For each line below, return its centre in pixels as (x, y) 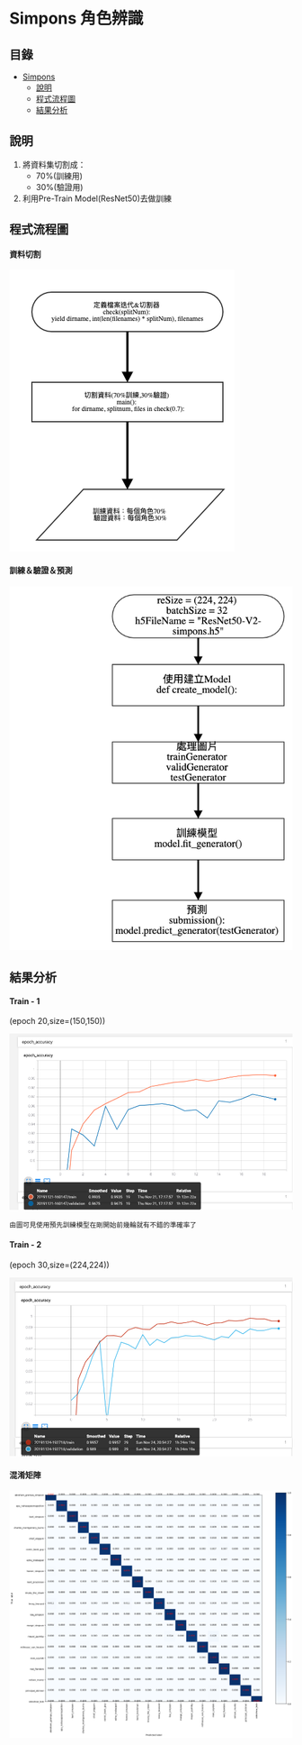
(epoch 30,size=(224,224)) (59, 1265)
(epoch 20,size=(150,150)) (58, 1021)
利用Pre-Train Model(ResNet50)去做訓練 (97, 198)
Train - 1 (25, 1000)
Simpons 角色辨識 (76, 18)
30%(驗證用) (59, 187)
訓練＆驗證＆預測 (41, 570)
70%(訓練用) (59, 176)
